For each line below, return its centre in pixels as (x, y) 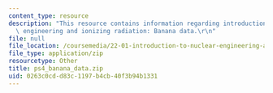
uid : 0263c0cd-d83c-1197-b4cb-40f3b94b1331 (83, 76)
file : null (27, 38)
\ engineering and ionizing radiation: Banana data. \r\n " (116, 31)
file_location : (34, 46)
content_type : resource (49, 16)
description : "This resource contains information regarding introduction (138, 23)
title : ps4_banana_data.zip (56, 69)
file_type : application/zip (56, 53)
